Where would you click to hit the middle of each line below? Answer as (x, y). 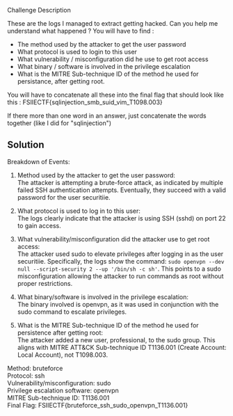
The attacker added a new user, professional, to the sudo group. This (116, 339)
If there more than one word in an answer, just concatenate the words (107, 115)
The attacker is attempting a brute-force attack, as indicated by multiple (120, 182)
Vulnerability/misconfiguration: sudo (59, 383)
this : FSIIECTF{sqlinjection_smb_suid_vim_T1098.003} (85, 102)
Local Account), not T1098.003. (63, 355)
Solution (26, 145)
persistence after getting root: (60, 333)
